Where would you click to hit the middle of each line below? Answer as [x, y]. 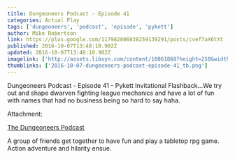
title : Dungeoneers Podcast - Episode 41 [69, 14]
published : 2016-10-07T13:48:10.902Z [62, 46]
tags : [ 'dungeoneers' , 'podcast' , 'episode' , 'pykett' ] [90, 26]
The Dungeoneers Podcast [46, 127]
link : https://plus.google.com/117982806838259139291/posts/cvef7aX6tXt [115, 40]
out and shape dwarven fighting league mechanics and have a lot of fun [111, 93]
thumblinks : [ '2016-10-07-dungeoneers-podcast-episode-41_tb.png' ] [108, 66]
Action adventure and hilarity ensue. [59, 148]
